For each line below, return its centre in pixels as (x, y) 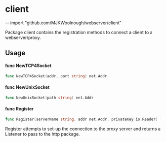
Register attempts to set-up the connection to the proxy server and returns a (83, 129)
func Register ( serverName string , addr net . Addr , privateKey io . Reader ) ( (84, 119)
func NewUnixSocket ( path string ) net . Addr (49, 98)
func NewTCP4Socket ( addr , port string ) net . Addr (56, 76)
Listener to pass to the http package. (42, 134)
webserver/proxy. (23, 37)
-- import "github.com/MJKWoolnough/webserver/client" (63, 23)
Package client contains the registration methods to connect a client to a (79, 32)
